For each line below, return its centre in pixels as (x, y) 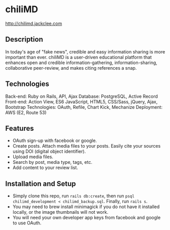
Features (20, 128)
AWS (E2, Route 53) (26, 112)
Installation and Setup (41, 183)
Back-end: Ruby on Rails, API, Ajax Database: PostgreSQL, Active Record (82, 96)
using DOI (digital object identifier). (49, 152)
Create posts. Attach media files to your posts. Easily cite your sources (87, 146)
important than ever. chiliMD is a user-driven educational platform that (79, 57)
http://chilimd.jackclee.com (34, 23)
